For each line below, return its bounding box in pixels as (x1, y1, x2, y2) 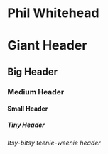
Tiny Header (7, 121, 45, 129)
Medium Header (7, 87, 65, 97)
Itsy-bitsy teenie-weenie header (7, 138, 101, 147)
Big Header (7, 65, 58, 77)
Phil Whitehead (7, 5, 99, 21)
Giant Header (7, 38, 87, 54)
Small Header (7, 104, 48, 113)
